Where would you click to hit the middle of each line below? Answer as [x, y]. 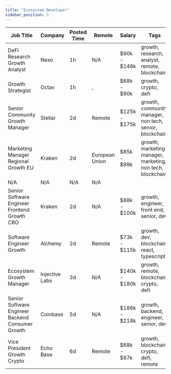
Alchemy [51, 243]
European [104, 155]
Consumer [20, 323]
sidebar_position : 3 [27, 15]
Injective [51, 274]
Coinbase [52, 314]
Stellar [48, 118]
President [19, 348]
